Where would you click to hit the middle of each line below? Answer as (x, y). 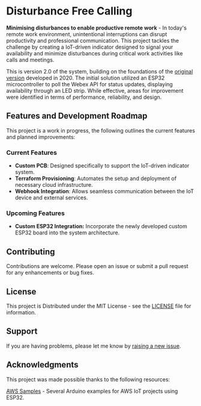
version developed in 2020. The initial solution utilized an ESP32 (85, 78)
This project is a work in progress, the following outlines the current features (101, 130)
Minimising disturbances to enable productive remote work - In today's (97, 28)
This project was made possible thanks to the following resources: (88, 379)
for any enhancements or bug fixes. (50, 273)
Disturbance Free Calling (69, 11)
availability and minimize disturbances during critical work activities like (94, 53)
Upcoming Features (35, 213)
